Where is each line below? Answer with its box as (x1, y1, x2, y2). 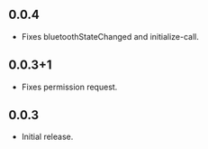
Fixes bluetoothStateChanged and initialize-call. (21, 31, 200, 42)
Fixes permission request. (21, 81, 118, 92)
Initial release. (21, 131, 74, 143)
